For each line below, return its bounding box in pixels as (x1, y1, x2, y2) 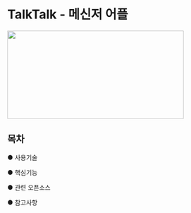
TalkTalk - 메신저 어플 (7, 6, 128, 23)
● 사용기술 (7, 153, 38, 162)
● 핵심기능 (7, 168, 38, 176)
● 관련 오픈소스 (7, 183, 51, 191)
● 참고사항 (7, 198, 38, 207)
